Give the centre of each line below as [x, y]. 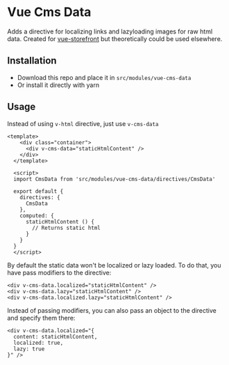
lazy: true [29, 349]
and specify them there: [41, 318]
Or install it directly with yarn [58, 85]
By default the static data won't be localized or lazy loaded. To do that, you [114, 265]
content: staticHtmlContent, [56, 336]
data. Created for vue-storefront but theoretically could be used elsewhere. [115, 38]
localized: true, [39, 343]
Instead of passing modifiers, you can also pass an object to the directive [112, 310]
